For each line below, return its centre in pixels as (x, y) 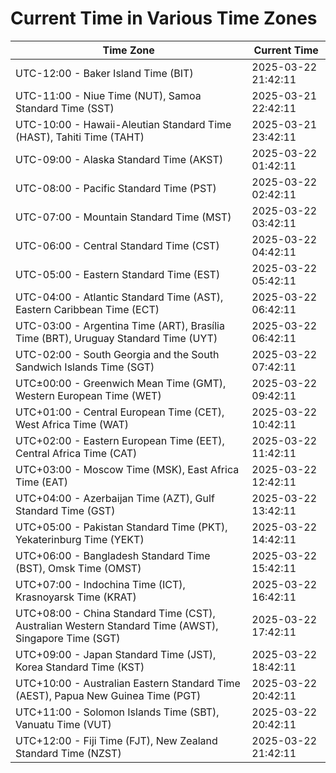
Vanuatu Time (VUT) (63, 724)
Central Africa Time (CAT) (76, 453)
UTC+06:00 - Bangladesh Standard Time (113, 555)
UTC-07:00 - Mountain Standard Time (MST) (123, 217)
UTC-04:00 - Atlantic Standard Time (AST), (119, 297)
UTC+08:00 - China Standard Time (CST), (115, 613)
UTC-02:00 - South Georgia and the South (117, 354)
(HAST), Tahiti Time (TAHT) (80, 137)
